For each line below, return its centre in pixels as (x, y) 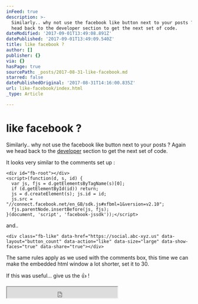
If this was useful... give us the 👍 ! (48, 276)
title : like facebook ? (35, 45)
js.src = (22, 199)
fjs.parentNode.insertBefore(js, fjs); (60, 209)
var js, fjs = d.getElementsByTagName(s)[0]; (68, 184)
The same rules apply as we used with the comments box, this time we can (97, 257)
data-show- (175, 241)
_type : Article (25, 94)
